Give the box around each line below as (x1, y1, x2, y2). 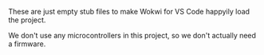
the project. (8, 15, 46, 25)
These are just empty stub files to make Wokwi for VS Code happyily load (8, 7, 250, 16)
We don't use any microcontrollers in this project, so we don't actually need (8, 31, 257, 40)
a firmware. (8, 39, 46, 49)
